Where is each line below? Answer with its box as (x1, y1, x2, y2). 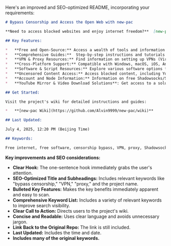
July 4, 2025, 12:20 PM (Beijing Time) (5, 127, 90, 132)
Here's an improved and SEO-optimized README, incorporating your (5, 5, 150, 10)
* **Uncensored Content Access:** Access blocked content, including (5, 71, 160, 76)
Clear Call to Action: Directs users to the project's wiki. (12, 208, 129, 214)
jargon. (12, 218, 28, 225)
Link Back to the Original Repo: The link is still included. (12, 224, 131, 230)
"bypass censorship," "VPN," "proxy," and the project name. (12, 181, 138, 187)
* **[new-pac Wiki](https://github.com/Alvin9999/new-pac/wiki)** (5, 108, 154, 114)
